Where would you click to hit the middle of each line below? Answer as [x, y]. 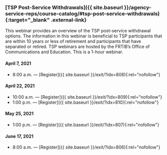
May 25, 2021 [19, 114]
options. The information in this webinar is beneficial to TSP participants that [84, 36]
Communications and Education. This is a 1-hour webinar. [64, 52]
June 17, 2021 [19, 136]
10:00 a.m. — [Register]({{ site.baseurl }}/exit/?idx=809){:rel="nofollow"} [87, 97]
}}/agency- [138, 7]
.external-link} [69, 20]
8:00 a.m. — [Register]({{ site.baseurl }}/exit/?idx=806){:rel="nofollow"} [86, 147]
